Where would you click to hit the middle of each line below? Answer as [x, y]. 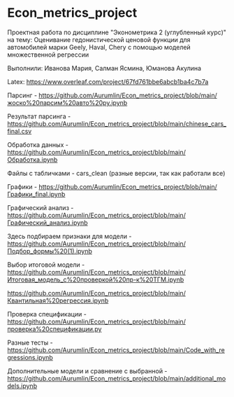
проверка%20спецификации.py [54, 329]
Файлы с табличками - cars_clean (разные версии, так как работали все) [116, 173]
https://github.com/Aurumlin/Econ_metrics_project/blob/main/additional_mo [117, 378]
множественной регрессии [48, 55]
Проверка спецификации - [47, 314]
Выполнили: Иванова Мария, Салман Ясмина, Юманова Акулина [104, 68]
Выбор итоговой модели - [46, 265]
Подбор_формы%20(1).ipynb [50, 251]
